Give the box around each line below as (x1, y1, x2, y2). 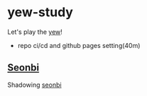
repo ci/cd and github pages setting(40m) (17, 41, 141, 49)
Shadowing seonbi (7, 80, 62, 89)
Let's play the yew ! (7, 28, 62, 36)
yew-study (7, 4, 73, 20)
